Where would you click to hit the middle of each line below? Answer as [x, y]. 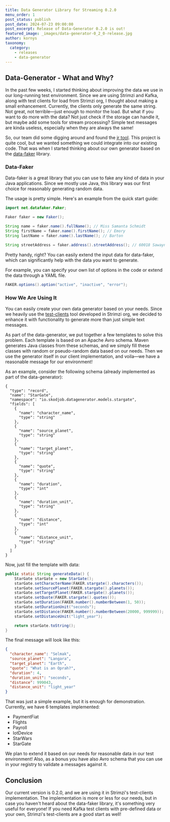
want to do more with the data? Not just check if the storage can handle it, [82, 117]
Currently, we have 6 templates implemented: [53, 707]
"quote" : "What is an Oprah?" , [43, 668]
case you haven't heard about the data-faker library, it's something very [80, 803]
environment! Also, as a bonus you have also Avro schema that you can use [84, 759]
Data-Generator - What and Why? [59, 77]
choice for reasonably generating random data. [54, 189]
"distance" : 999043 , [31, 682]
